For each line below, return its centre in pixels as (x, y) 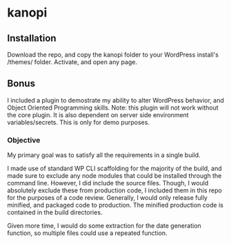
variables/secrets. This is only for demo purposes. (79, 122)
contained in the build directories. (55, 212)
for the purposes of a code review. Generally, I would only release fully (108, 198)
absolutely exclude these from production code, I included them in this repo (114, 190)
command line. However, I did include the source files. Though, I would (108, 183)
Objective (24, 140)
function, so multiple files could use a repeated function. (87, 233)
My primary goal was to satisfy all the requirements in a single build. (104, 155)
